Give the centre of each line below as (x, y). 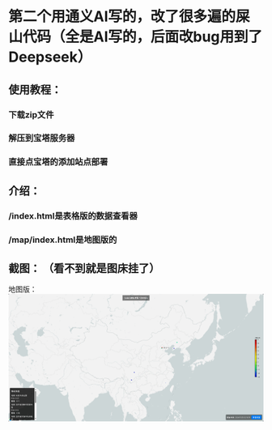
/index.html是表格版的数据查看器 (73, 215)
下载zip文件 (31, 114)
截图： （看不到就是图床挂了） (84, 268)
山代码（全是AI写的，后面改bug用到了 (136, 37)
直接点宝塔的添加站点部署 (58, 162)
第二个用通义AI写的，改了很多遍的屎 (129, 17)
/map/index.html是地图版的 (63, 240)
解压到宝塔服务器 (42, 138)
